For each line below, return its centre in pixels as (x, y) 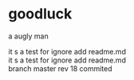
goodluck (40, 14)
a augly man (29, 36)
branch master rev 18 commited (61, 68)
